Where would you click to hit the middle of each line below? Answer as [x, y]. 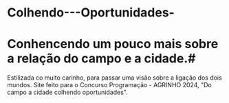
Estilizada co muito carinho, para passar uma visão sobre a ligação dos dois [115, 78]
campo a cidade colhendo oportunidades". [68, 92]
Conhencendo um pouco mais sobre [113, 44]
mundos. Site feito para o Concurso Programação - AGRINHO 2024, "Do [109, 85]
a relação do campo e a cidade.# [101, 59]
